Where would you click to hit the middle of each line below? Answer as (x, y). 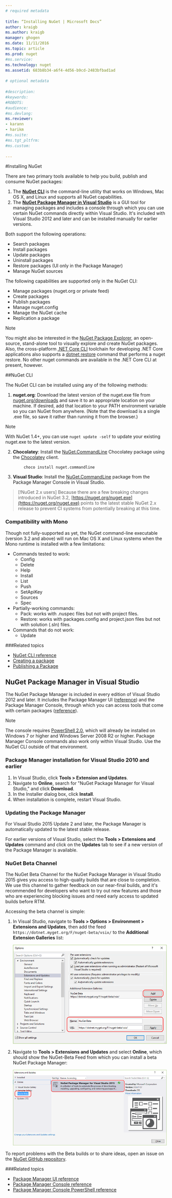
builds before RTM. (26, 902)
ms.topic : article (25, 49)
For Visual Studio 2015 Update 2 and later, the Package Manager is (76, 824)
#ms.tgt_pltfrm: (23, 140)
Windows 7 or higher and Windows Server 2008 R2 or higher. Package (80, 736)
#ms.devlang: (19, 113)
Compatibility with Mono (37, 522)
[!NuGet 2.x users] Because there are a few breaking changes (83, 492)
